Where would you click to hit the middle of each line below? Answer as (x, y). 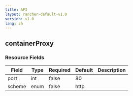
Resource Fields (25, 57)
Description (112, 70)
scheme (17, 86)
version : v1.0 (20, 19)
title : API (16, 10)
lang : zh (14, 23)
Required (59, 70)
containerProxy (30, 43)
